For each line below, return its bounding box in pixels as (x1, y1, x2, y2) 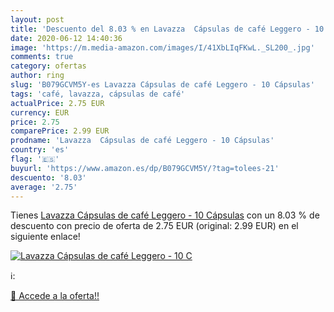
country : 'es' (10, 145, 70, 155)
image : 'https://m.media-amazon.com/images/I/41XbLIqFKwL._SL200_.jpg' (10, 42, 315, 53)
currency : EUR (10, 107, 70, 118)
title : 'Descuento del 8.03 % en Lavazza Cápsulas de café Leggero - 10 (10, 24, 325, 34)
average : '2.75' (10, 182, 78, 192)
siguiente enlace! (10, 231, 81, 243)
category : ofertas (10, 61, 87, 71)
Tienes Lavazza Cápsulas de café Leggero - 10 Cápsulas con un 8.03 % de (10, 209, 320, 221)
